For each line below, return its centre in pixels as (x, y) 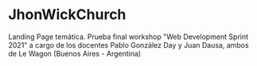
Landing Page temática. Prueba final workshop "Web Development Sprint (128, 37)
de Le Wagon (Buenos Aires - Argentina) (75, 53)
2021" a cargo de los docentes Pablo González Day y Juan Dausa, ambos (128, 45)
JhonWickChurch (67, 15)
